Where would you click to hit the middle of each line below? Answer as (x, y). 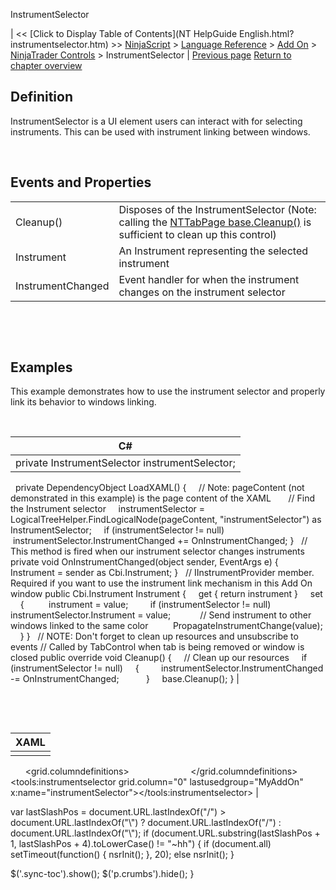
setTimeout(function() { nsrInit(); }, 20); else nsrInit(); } (122, 855)
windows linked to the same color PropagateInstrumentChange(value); (166, 626)
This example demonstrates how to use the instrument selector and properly (168, 391)
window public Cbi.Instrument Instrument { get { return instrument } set (166, 594)
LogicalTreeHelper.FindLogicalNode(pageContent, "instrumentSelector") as (166, 520)
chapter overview (46, 65)
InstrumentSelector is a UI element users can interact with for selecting (156, 121)
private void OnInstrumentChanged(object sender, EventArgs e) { (144, 562)
